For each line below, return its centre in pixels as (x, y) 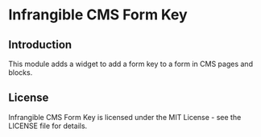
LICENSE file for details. (48, 126)
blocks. (21, 73)
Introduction (40, 45)
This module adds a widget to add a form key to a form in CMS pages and (131, 64)
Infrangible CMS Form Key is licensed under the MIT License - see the (125, 117)
